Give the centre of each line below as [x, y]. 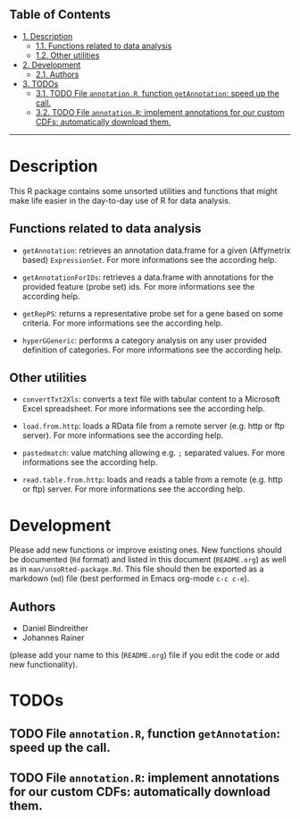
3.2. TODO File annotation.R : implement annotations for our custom [160, 112]
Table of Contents [60, 15]
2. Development [51, 64]
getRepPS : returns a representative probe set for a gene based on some [153, 313]
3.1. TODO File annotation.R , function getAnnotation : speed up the [157, 93]
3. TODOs [40, 83]
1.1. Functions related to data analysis [104, 46]
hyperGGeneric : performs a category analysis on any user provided [145, 340]
